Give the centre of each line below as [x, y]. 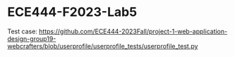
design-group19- [32, 38]
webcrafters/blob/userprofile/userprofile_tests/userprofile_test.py [103, 46]
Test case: [22, 31]
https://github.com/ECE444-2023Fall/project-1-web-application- [133, 31]
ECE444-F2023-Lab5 [72, 12]
